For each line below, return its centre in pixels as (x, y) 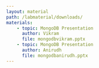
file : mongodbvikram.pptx (53, 39)
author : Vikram (40, 34)
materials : (19, 22)
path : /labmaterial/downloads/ (44, 17)
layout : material (27, 12)
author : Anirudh (42, 50)
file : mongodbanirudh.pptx (55, 56)
